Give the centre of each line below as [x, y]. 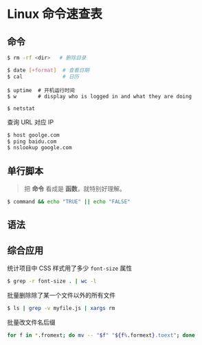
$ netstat [21, 108]
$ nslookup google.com [40, 148]
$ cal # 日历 [43, 76]
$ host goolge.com [33, 135]
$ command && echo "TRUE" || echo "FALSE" [69, 202]
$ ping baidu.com [32, 142]
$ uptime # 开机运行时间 [41, 90]
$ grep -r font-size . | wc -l [52, 281]
